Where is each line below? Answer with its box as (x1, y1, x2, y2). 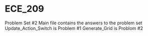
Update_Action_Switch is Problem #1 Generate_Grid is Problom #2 (5, 25, 143, 31)
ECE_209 (5, 3, 44, 15)
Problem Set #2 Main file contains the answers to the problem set (5, 20, 142, 26)
